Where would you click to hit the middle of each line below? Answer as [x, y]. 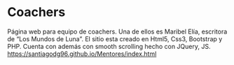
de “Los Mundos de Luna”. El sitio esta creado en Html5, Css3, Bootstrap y [115, 38]
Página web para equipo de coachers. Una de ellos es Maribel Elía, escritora [117, 31]
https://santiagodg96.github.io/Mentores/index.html [82, 54]
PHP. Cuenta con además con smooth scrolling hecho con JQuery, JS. [109, 46]
